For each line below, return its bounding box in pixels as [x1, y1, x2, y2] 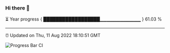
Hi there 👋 [5, 4, 30, 11]
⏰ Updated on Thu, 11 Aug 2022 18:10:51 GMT [5, 32, 101, 38]
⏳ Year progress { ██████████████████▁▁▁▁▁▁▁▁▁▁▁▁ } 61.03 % [5, 16, 162, 22]
